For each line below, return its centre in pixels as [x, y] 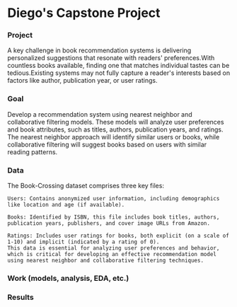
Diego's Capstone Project [84, 13]
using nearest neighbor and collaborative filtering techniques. [105, 261]
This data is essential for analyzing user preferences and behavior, [114, 248]
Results [21, 297]
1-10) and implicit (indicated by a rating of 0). [83, 242]
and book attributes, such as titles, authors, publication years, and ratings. [116, 129]
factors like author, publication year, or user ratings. [82, 81]
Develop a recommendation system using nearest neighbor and [100, 114]
